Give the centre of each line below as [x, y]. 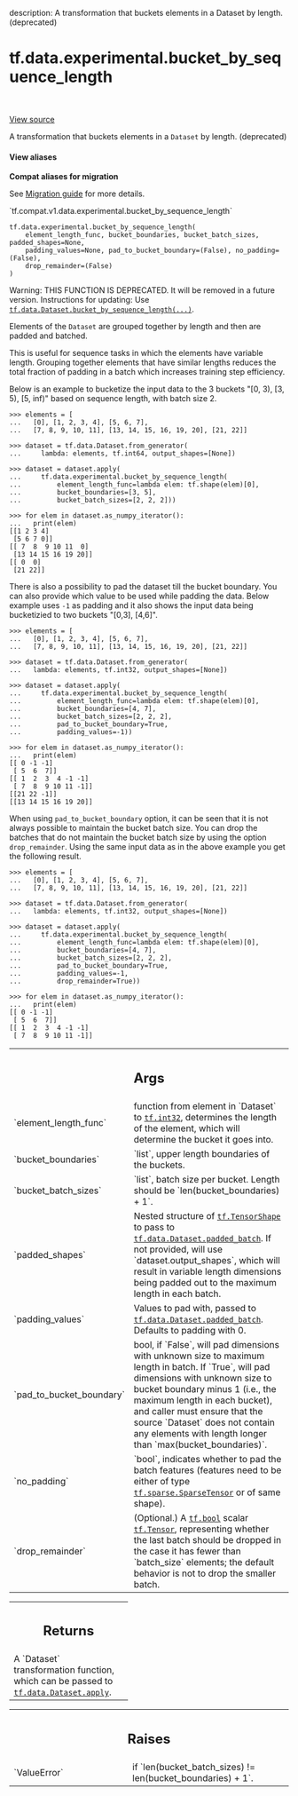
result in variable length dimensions [208, 1271]
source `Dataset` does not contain [204, 1422]
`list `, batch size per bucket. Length [207, 1179]
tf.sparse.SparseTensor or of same [207, 1492]
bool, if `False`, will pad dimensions [206, 1344]
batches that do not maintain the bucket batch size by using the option [138, 837]
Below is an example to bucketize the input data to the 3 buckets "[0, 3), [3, [147, 389]
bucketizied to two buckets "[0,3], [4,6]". [83, 615]
